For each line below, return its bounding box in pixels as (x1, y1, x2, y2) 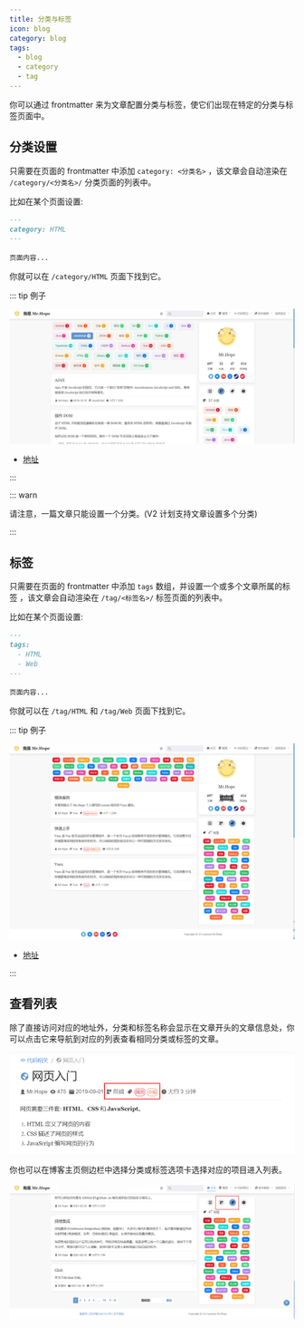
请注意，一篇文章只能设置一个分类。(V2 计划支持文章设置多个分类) (9, 509, 258, 519)
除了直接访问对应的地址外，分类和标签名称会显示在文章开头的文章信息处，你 (9, 1022, 295, 1032)
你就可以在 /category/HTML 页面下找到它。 (9, 271, 166, 282)
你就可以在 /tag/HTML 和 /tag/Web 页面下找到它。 (9, 705, 191, 716)
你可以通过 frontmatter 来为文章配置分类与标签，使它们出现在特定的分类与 (9, 99, 286, 110)
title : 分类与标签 (9, 15, 72, 24)
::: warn (9, 490, 38, 500)
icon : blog (9, 24, 51, 34)
